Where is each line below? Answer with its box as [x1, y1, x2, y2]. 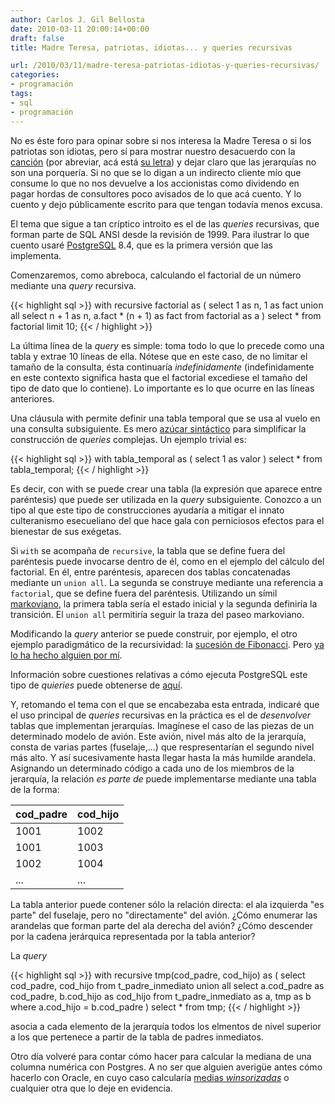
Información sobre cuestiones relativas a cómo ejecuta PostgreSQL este [10, 668, 308, 680]
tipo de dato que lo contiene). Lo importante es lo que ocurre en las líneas [10, 382, 315, 394]
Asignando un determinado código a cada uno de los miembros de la [10, 762, 295, 774]
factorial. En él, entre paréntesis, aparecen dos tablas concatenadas [10, 566, 291, 578]
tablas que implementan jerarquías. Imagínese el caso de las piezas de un [10, 719, 315, 731]
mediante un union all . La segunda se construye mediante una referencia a [10, 576, 324, 588]
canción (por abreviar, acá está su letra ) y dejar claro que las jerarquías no [10, 156, 317, 168]
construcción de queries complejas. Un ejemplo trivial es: [10, 433, 247, 445]
